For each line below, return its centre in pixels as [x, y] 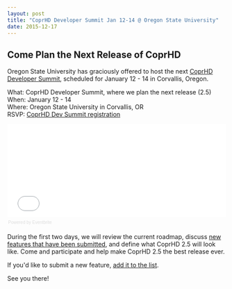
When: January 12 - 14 [39, 100]
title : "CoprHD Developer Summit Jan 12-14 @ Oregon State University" [113, 20]
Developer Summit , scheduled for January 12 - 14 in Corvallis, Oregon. [108, 79]
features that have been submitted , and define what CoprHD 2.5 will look [111, 245]
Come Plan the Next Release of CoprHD [94, 55]
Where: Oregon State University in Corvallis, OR [75, 107]
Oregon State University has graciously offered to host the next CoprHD [110, 72]
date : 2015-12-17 [32, 26]
